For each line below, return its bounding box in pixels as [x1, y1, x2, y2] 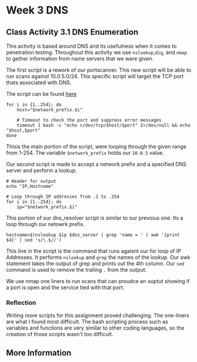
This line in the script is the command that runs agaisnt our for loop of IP [6, 248, 181, 254]
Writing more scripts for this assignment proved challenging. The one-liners [6, 312, 189, 319]
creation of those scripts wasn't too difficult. [6, 331, 113, 338]
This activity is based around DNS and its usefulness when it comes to [6, 42, 177, 49]
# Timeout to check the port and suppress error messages [16, 117, 162, 123]
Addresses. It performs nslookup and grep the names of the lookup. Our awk [6, 254, 191, 261]
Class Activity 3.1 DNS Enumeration [6, 27, 139, 37]
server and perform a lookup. [6, 167, 78, 174]
